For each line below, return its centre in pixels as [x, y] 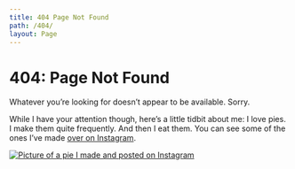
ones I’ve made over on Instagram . [72, 138]
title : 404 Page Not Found [59, 17]
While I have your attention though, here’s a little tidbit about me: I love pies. [147, 119]
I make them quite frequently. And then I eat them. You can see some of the [147, 128]
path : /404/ [31, 26]
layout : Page [33, 34]
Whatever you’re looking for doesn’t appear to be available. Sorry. [130, 102]
